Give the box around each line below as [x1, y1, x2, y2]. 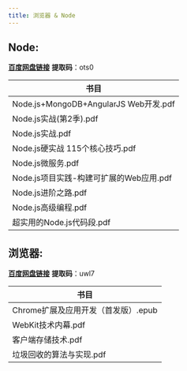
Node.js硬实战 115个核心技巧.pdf [12, 143, 137, 154]
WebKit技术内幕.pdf [12, 320, 86, 331]
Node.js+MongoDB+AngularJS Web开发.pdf [12, 99, 175, 110]
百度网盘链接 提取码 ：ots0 [8, 62, 94, 72]
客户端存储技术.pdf [12, 335, 83, 346]
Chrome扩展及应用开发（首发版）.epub [12, 305, 158, 316]
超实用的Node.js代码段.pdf [12, 217, 111, 228]
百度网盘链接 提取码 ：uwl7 [8, 269, 95, 279]
